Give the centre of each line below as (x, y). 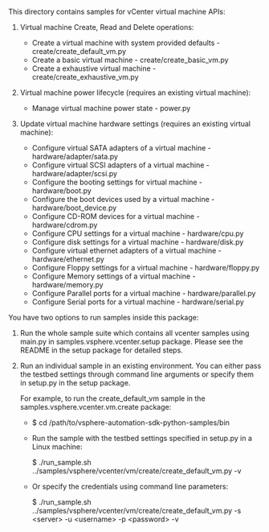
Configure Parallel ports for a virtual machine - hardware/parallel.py (144, 293)
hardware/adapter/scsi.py (75, 173)
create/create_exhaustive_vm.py (85, 77)
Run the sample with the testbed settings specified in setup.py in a (142, 438)
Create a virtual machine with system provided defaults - (126, 43)
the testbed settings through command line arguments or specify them (137, 374)
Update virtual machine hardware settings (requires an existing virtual (135, 124)
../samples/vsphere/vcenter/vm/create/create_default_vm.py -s (137, 511)
